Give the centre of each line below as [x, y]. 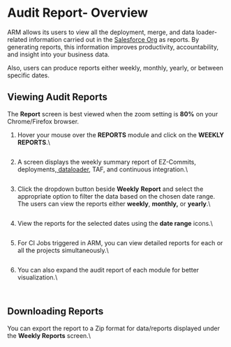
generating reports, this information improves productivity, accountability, [113, 47]
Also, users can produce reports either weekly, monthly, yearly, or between [115, 68]
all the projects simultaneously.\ [63, 250]
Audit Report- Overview [78, 13]
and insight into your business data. [59, 54]
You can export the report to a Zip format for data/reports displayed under [113, 328]
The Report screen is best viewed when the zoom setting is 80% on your [113, 114]
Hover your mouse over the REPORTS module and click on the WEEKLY [121, 134]
